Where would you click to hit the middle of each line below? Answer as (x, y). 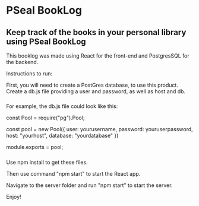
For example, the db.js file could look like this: (62, 106)
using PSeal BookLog (46, 41)
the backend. (22, 62)
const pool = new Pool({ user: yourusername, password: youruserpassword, (99, 129)
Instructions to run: (29, 74)
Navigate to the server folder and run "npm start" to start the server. (89, 185)
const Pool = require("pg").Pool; (45, 118)
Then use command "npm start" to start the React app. (73, 173)
